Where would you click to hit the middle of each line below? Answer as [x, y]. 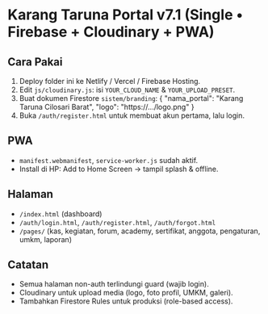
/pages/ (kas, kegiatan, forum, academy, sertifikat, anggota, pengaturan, [140, 231]
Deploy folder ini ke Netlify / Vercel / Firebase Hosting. [110, 81]
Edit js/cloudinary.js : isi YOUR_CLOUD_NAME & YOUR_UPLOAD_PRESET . [127, 90]
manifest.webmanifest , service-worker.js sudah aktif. [109, 160]
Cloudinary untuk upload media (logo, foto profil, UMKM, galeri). [126, 293]
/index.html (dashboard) [61, 214]
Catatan [28, 265]
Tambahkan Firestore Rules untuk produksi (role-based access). [126, 301]
